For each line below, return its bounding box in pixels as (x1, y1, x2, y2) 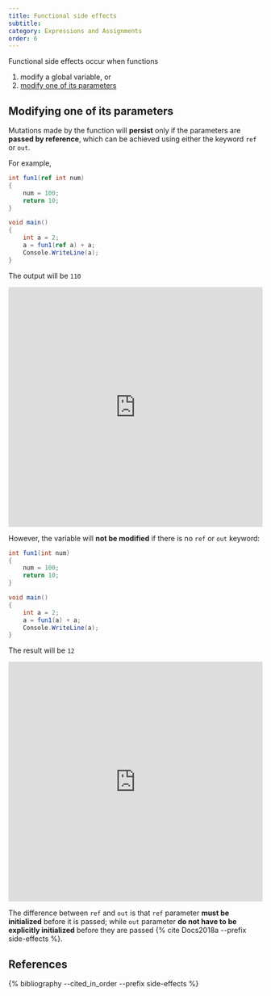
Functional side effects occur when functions (8, 57, 159, 66)
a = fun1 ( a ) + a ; (23, 616, 81, 624)
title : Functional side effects (8, 11, 117, 20)
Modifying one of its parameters (8, 104, 174, 118)
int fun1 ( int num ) (8, 548, 70, 557)
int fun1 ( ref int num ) (8, 174, 85, 183)
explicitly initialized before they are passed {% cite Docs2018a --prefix (8, 926, 247, 935)
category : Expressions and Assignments (8, 27, 143, 35)
